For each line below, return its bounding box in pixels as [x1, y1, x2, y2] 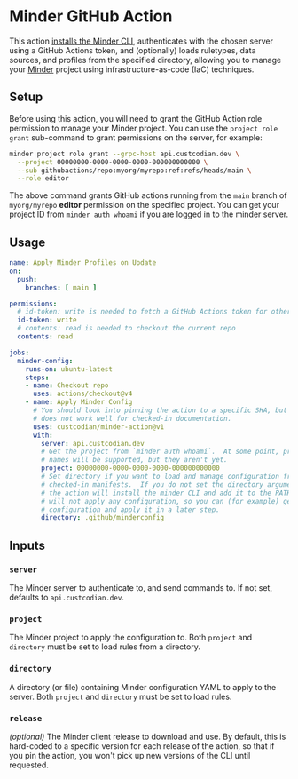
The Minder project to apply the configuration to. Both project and [9, 632, 253, 643]
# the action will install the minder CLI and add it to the [41, 489, 272, 497]
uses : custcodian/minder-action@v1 [32, 422, 165, 432]
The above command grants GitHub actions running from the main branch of [9, 190, 287, 201]
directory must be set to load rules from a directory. [9, 641, 201, 652]
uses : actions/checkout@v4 [32, 389, 133, 399]
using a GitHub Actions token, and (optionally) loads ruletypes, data [9, 44, 256, 55]
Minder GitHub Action [9, 6, 173, 27]
